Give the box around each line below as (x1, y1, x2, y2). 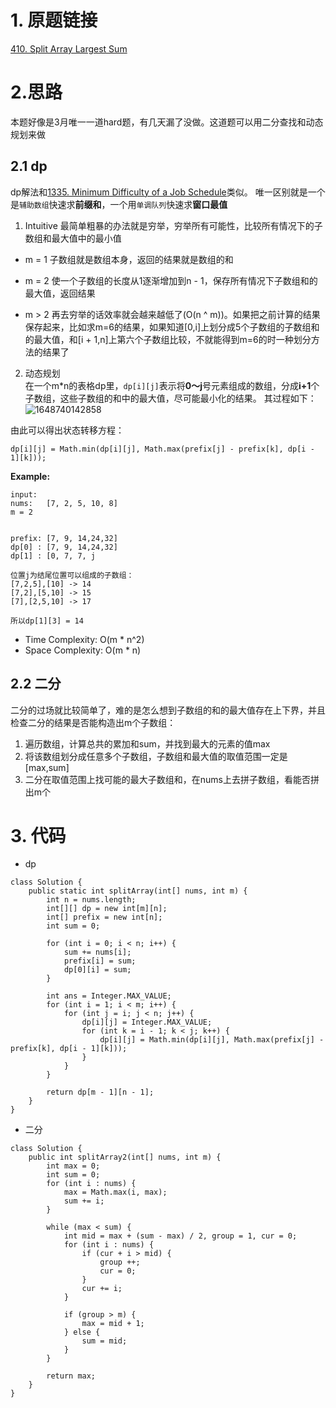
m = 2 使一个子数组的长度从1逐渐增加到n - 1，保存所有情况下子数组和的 (24, 274, 318, 286)
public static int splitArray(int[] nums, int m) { (28, 886, 248, 896)
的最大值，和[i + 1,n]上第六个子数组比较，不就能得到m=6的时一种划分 (24, 333, 312, 345)
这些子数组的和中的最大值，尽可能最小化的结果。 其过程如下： (59, 392, 317, 404)
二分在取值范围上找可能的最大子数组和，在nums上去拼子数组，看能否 (24, 773, 311, 785)
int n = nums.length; (46, 895, 137, 905)
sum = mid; (81, 1336, 128, 1346)
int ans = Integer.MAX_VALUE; (46, 991, 172, 1001)
